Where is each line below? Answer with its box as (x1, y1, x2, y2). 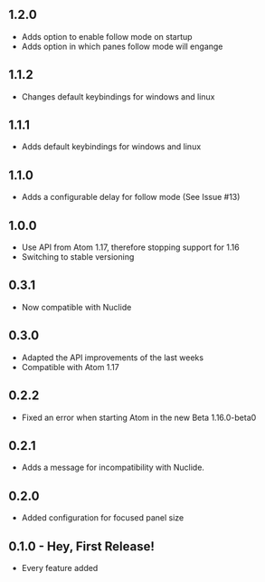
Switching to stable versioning (21, 252, 135, 262)
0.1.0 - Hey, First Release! (8, 539, 156, 554)
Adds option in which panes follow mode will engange (21, 41, 223, 52)
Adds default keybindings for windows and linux (21, 141, 202, 152)
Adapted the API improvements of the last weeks (21, 352, 204, 363)
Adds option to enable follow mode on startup (21, 31, 193, 42)
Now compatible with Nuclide (21, 301, 132, 312)
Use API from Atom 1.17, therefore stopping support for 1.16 (21, 242, 241, 253)
